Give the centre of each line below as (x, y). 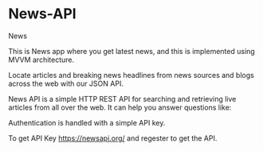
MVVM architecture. (41, 60)
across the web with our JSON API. (66, 83)
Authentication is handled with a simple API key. (87, 122)
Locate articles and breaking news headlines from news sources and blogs (131, 75)
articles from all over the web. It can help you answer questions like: (120, 107)
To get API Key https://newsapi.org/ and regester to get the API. (113, 138)
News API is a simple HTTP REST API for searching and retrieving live (122, 99)
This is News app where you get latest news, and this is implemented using (131, 51)
